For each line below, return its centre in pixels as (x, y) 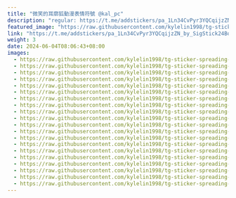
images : (19, 53)
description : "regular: (42, 20)
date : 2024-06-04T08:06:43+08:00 (56, 46)
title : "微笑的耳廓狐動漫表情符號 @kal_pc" (66, 14)
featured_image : (31, 27)
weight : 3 (22, 40)
